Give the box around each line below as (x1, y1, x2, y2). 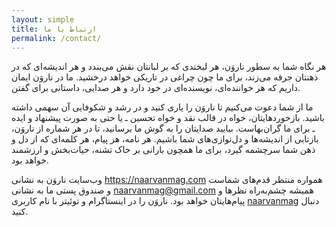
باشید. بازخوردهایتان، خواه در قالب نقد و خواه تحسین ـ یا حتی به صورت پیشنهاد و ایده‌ (11, 112, 326, 124)
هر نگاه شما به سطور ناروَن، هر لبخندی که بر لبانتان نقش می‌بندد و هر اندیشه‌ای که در (11, 61, 327, 73)
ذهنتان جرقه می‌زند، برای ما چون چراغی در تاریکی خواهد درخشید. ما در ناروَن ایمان (11, 71, 319, 83)
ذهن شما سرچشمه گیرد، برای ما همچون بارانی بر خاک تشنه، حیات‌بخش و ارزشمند (11, 144, 316, 156)
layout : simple (11, 14, 75, 25)
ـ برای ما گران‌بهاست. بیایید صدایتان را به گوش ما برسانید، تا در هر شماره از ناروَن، (11, 122, 316, 135)
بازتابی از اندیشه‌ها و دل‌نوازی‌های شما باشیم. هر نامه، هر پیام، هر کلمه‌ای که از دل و (11, 133, 319, 145)
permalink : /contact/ (11, 33, 102, 43)
